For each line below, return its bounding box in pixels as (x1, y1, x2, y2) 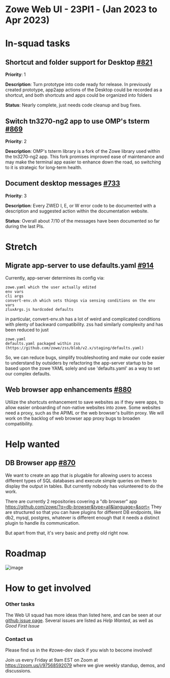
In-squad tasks (5, 38, 70, 49)
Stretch (5, 241, 37, 253)
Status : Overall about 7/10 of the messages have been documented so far (5, 218, 160, 224)
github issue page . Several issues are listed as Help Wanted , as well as (5, 617, 153, 623)
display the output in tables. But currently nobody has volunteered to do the (5, 483, 163, 489)
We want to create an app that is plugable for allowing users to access (5, 472, 152, 478)
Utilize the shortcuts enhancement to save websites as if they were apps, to (5, 399, 164, 405)
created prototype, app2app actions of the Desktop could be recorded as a (5, 87, 162, 93)
